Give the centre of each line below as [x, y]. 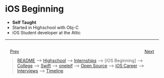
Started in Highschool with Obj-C [45, 27]
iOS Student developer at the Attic [46, 32]
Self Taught [24, 22]
